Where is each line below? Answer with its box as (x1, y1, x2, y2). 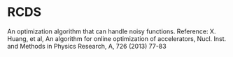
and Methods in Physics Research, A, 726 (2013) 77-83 (7, 42, 167, 50)
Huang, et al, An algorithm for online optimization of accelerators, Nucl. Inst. (7, 34, 227, 42)
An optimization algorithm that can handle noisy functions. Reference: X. (7, 27, 216, 35)
